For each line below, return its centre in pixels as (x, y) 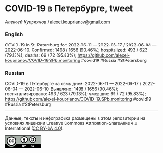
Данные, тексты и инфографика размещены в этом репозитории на (75, 118)
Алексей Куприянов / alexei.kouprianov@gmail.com (57, 22)
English (14, 34)
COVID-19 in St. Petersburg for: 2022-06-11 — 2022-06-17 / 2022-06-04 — (81, 45)
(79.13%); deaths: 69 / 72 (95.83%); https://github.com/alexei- (67, 55)
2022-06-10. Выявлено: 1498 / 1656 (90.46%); (71, 89)
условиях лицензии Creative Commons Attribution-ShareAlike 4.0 (71, 123)
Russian (15, 73)
